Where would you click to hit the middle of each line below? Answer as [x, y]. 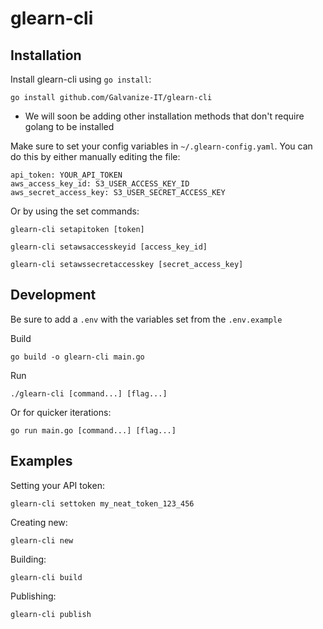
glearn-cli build [46, 577]
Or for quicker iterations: [61, 412]
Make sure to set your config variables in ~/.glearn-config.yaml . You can [161, 146]
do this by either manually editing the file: [95, 156]
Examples [41, 461]
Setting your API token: [57, 485]
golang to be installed [69, 126]
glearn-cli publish [51, 614]
